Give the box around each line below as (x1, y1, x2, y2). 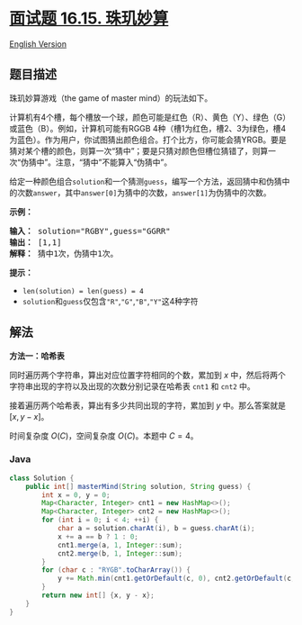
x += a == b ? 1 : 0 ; (57, 532, 139, 541)
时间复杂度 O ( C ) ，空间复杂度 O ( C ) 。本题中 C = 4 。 (9, 430, 200, 441)
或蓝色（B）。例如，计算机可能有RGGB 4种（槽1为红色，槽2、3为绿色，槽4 (9, 122, 287, 133)
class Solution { (9, 474, 75, 483)
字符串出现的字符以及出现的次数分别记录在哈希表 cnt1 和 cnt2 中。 (9, 380, 256, 392)
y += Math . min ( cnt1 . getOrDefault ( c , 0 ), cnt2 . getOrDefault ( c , (57, 574, 296, 584)
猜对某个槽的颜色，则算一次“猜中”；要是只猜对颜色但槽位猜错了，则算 (9, 145, 269, 156)
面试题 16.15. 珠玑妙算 (9, 8, 169, 29)
